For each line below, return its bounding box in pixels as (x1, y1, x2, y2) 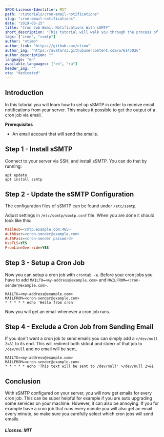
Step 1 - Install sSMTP (5, 145, 73, 154)
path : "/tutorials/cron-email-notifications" (5, 12, 99, 17)
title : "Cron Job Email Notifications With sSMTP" (5, 25, 110, 30)
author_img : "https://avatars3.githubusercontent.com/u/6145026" (5, 48, 141, 53)
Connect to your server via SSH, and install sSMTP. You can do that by (5, 158, 147, 164)
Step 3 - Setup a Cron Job (5, 259, 85, 267)
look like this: (5, 218, 32, 223)
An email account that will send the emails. (12, 131, 99, 137)
